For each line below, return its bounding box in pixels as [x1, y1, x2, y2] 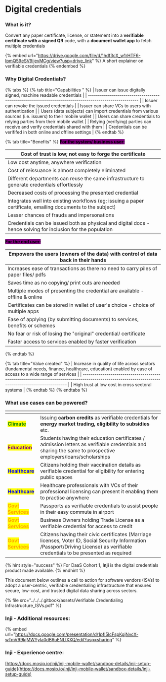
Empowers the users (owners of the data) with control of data [8, 250, 158, 257]
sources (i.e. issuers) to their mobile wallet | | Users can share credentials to [5, 113, 161, 119]
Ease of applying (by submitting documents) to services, [7, 316, 139, 323]
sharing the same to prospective [40, 447, 115, 454]
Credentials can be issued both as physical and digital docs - [7, 219, 150, 226]
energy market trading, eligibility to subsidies [40, 420, 150, 427]
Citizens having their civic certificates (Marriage [40, 531, 152, 538]
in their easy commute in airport [40, 509, 115, 516]
